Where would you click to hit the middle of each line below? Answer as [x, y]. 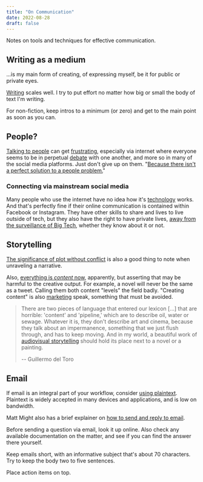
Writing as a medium [46, 59]
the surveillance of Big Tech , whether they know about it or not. [85, 225]
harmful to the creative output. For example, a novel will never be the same [100, 284]
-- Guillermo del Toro [47, 359]
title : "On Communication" [40, 12]
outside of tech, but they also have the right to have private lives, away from [101, 219]
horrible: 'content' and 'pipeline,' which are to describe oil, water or [105, 315]
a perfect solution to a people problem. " [56, 170]
